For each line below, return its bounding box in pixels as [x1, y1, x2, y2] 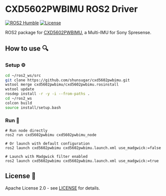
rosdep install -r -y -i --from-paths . [5, 92, 90, 97]
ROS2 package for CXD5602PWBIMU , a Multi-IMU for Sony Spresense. [5, 29, 152, 35]
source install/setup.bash [5, 105, 61, 110]
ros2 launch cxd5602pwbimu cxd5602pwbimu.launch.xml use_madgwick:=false [5, 145, 162, 150]
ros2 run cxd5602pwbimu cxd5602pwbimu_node [5, 132, 97, 137]
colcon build [5, 100, 32, 105]
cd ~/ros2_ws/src [5, 73, 41, 78]
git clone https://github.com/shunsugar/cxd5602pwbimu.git [5, 78, 130, 83]
